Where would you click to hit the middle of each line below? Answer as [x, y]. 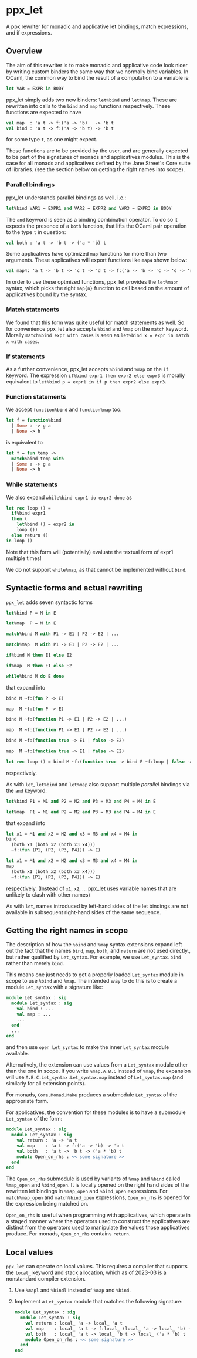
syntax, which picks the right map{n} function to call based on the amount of [98, 288]
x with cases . [23, 341]
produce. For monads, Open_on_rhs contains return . [68, 1234]
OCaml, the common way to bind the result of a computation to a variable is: [98, 77]
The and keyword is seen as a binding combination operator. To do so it [92, 219]
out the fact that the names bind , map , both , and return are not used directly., [98, 951]
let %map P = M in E [31, 623]
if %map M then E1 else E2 [39, 666]
